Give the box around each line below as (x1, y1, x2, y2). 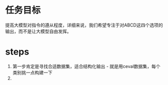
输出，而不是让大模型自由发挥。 (5, 28, 71, 34)
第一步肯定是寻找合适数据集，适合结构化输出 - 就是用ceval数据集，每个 (12, 63, 161, 69)
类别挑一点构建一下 (12, 69, 53, 75)
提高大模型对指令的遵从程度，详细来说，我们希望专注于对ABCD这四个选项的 (5, 22, 163, 28)
